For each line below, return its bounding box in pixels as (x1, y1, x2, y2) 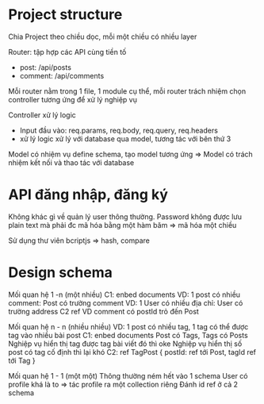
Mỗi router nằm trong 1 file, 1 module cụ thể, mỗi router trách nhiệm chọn (8, 86, 247, 96)
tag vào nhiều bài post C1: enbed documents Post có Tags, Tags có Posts (8, 330, 248, 340)
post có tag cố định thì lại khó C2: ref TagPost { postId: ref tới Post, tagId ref (8, 347, 256, 356)
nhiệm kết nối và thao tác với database (8, 157, 135, 167)
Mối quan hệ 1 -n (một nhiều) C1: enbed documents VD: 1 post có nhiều (8, 290, 240, 299)
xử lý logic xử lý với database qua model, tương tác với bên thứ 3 (19, 133, 231, 144)
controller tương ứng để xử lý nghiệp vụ (8, 94, 137, 104)
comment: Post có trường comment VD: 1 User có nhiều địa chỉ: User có (8, 298, 243, 307)
